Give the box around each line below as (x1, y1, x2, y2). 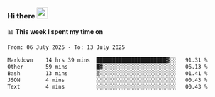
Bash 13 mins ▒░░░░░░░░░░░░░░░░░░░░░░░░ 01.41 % (7, 69, 208, 77)
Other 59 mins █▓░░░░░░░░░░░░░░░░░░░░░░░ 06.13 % (7, 64, 208, 71)
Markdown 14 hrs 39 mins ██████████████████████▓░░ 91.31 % (7, 57, 208, 64)
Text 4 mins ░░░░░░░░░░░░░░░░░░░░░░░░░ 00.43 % (7, 83, 208, 90)
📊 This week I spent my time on (7, 28, 104, 36)
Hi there (7, 11, 35, 21)
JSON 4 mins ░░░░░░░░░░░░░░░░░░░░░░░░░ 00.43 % (7, 76, 208, 84)
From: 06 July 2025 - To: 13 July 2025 (7, 44, 126, 51)
